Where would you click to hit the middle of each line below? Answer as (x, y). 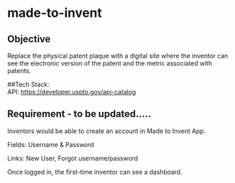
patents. (19, 71)
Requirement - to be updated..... (79, 114)
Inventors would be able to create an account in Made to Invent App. (107, 131)
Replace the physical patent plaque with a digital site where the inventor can (118, 56)
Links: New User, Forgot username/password (73, 158)
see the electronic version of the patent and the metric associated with (110, 63)
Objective (29, 39)
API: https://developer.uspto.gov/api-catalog (72, 92)
